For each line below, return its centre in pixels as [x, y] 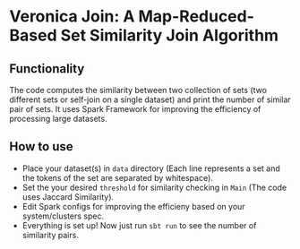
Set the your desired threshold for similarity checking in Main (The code [154, 187]
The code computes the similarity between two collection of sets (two [138, 90]
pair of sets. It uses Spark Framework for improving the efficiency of [135, 109]
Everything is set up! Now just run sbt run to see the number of [139, 225]
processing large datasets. [58, 119]
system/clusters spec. [63, 216]
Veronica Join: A [72, 17]
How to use [41, 146]
